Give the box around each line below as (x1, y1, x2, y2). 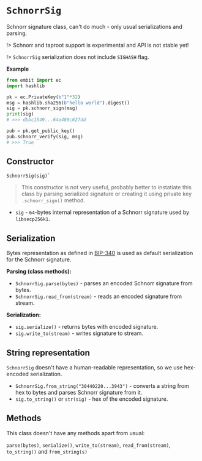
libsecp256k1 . (15, 215, 50, 223)
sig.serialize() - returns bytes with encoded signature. (15, 323, 159, 331)
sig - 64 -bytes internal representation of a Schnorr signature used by (15, 208, 190, 216)
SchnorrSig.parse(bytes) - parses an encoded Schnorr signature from (15, 280, 193, 287)
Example (6, 65, 29, 73)
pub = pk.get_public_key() (6, 128, 75, 134)
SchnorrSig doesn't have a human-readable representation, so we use (6, 364, 183, 371)
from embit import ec (6, 77, 62, 83)
